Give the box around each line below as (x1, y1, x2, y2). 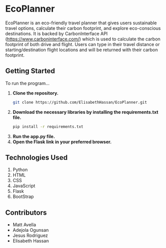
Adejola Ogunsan (12, 227, 49, 233)
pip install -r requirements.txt (12, 124, 84, 129)
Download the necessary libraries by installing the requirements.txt (12, 109, 158, 115)
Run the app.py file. (12, 133, 55, 139)
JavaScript (12, 183, 36, 189)
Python (12, 167, 28, 173)
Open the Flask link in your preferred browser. (12, 139, 112, 145)
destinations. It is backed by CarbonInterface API (5, 30, 108, 36)
